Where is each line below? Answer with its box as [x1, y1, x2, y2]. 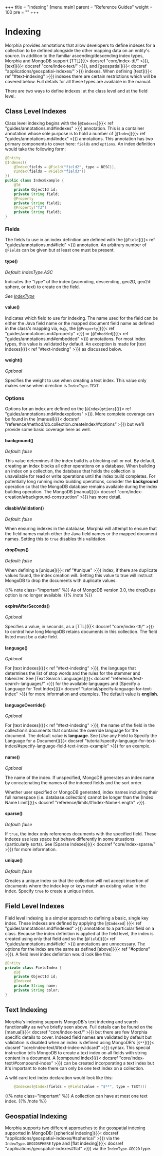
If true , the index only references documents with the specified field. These [5, 831, 157, 836]
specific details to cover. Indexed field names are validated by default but [5, 1034, 152, 1040]
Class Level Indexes [5, 107, 67, 116]
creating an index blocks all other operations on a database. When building [5, 463, 155, 469]
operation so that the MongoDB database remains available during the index [5, 484, 158, 489]
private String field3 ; [14, 210, 62, 215]
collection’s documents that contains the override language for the [5, 727, 138, 734]
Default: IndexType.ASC [5, 269, 53, 275]
